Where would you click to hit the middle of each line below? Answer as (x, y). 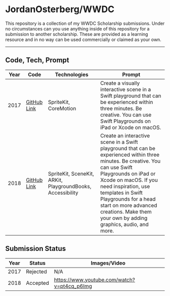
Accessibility (63, 193)
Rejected (36, 271)
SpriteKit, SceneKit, (71, 173)
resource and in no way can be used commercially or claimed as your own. (83, 40)
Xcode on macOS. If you (129, 180)
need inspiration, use (125, 186)
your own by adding (124, 218)
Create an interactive (125, 135)
